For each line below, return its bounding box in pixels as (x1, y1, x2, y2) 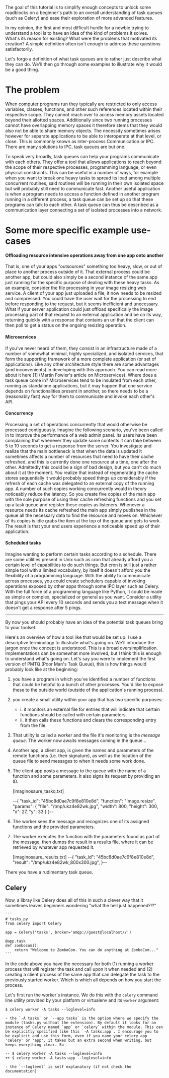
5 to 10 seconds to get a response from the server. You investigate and (5, 443, 152, 449)
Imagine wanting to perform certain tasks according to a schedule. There (5, 551, 157, 557)
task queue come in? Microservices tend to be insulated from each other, (5, 377, 157, 383)
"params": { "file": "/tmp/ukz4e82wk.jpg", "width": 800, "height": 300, (12, 803, 158, 809)
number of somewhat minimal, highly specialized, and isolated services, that (5, 350, 163, 357)
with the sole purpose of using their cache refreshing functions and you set (5, 496, 162, 502)
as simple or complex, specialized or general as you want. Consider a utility (5, 594, 162, 600)
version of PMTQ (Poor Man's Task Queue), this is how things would (5, 661, 147, 667)
